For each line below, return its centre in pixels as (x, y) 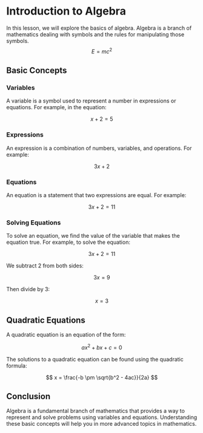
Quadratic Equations (46, 320)
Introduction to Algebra (66, 11)
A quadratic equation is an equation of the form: (66, 334)
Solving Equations (34, 223)
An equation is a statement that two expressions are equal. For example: (96, 195)
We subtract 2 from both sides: (45, 266)
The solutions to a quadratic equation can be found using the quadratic (95, 359)
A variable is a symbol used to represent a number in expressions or (91, 101)
